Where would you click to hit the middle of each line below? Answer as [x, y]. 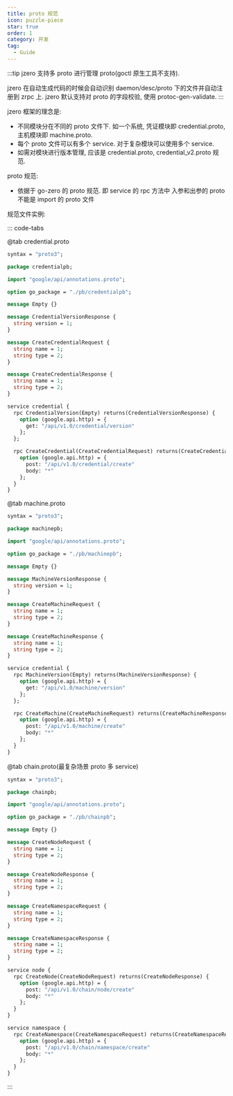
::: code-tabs [26, 228]
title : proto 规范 [33, 14]
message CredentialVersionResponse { [62, 317]
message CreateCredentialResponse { [60, 374]
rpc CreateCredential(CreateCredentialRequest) [84, 452]
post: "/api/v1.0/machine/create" [76, 726]
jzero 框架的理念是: [34, 111]
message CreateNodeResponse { [51, 874]
